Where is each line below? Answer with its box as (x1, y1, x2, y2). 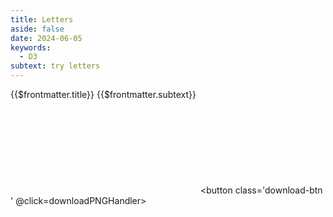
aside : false (10, 24, 65, 34)
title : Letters (10, 14, 74, 25)
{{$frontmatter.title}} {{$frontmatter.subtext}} (10, 89, 197, 100)
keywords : (10, 42, 52, 53)
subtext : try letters (10, 61, 101, 71)
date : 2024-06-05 (10, 33, 83, 43)
